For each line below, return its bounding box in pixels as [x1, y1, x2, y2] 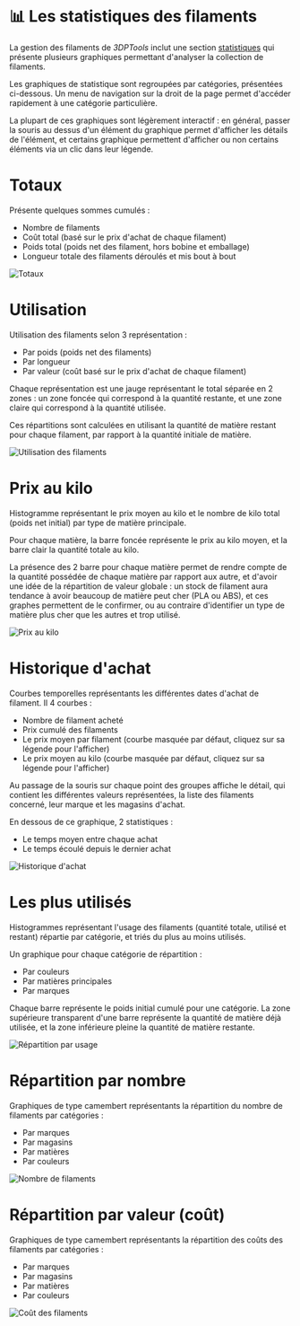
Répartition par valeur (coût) [9, 1204, 226, 1225]
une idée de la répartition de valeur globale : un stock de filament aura [9, 580, 269, 592]
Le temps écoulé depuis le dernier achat [21, 843, 172, 854]
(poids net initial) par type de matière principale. [9, 517, 187, 528]
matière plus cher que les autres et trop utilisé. [9, 609, 181, 619]
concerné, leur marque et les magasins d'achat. [9, 799, 185, 810]
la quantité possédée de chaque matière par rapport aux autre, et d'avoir [9, 571, 278, 582]
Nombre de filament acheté [21, 715, 124, 725]
